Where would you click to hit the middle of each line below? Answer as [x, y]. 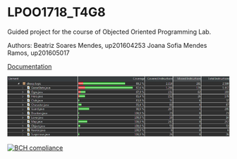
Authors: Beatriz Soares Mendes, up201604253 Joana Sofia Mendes [107, 45]
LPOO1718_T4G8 [56, 12]
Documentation [30, 66]
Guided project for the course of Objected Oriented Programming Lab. [109, 32]
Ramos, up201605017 [39, 53]
